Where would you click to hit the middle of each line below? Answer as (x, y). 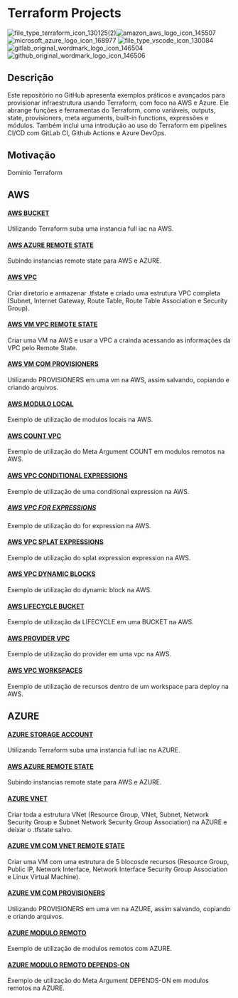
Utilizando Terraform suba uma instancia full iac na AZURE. (94, 750)
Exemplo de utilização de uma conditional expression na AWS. (98, 491)
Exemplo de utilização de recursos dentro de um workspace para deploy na (118, 686)
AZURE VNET (27, 798)
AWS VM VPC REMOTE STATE (53, 325)
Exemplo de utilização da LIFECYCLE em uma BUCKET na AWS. (101, 622)
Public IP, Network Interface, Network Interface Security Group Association (118, 869)
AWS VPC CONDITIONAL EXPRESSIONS (67, 476)
